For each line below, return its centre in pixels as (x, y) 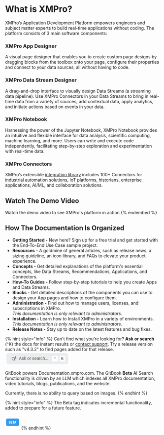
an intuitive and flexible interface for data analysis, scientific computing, (78, 135)
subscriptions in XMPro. (36, 308)
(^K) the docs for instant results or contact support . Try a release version (79, 344)
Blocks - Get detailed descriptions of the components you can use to (82, 292)
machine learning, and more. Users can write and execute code (69, 140)
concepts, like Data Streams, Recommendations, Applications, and (80, 271)
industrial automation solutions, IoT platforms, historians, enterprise (73, 180)
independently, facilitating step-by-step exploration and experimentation (79, 146)
